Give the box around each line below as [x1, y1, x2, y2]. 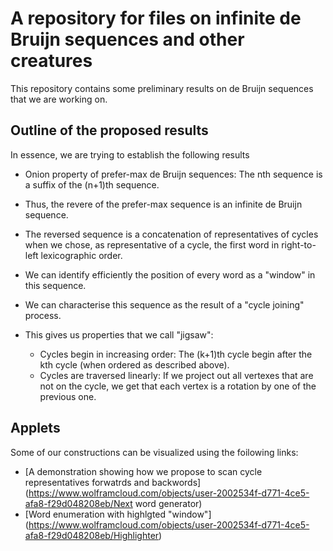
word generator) [134, 497, 203, 509]
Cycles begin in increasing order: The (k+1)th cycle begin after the [39, 348, 313, 360]
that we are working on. [10, 93, 108, 105]
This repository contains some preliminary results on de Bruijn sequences [10, 82, 314, 94]
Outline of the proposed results [10, 122, 209, 139]
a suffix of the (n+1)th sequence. [24, 178, 160, 191]
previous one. [39, 390, 97, 402]
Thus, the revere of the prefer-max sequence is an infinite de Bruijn [24, 198, 303, 210]
